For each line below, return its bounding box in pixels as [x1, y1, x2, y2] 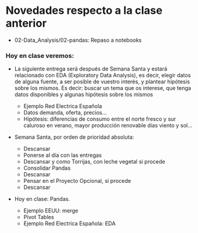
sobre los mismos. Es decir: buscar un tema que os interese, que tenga [14, 85, 191, 92]
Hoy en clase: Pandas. [14, 196, 71, 203]
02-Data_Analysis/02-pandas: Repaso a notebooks [14, 36, 142, 43]
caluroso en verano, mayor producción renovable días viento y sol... [23, 122, 193, 129]
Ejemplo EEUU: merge [23, 207, 78, 214]
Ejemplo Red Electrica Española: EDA [23, 220, 116, 227]
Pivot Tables [23, 214, 54, 221]
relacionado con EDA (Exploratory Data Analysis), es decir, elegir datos [14, 72, 191, 79]
